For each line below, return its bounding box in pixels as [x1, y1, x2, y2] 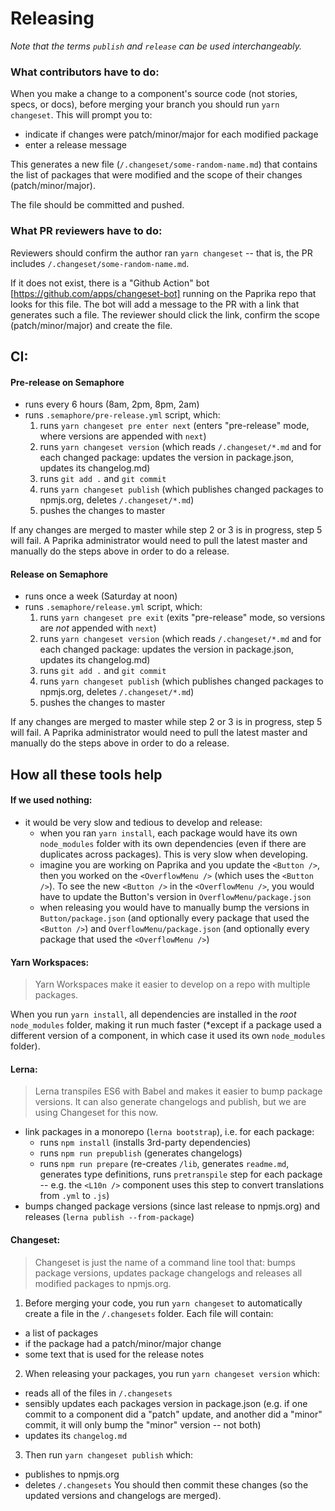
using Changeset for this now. [34, 1107, 158, 1119]
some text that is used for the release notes [24, 1348, 205, 1360]
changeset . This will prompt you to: [10, 109, 153, 121]
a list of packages [24, 1327, 99, 1339]
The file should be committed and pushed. [10, 199, 185, 211]
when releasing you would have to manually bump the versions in [39, 901, 310, 913]
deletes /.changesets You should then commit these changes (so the [24, 1478, 309, 1491]
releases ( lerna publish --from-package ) [24, 1211, 195, 1223]
